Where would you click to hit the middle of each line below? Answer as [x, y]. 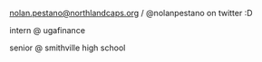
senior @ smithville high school [68, 48]
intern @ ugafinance [48, 30]
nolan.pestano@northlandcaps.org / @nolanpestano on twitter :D [131, 13]
